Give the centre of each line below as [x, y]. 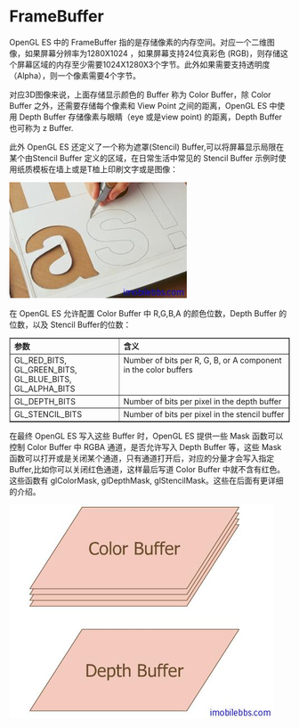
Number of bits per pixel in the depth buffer [202, 401]
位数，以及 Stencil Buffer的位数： [70, 324]
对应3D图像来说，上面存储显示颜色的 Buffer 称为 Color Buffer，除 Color [140, 94]
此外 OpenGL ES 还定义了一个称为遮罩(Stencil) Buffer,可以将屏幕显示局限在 [147, 147]
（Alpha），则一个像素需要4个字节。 [75, 75]
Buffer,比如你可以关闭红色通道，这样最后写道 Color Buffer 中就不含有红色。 [147, 469]
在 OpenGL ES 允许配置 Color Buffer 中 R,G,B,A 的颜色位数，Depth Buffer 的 [148, 313]
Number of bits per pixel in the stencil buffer [204, 414]
